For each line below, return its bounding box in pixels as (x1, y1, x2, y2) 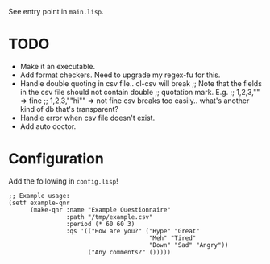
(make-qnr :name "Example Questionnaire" (29, 205, 172, 214)
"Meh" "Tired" (148, 233, 197, 242)
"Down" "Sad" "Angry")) (148, 241, 229, 249)
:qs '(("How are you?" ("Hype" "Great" (65, 227, 200, 235)
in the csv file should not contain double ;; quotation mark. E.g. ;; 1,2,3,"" (19, 87, 260, 97)
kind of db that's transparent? (19, 104, 119, 113)
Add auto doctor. (19, 121, 77, 131)
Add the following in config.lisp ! (8, 176, 118, 186)
